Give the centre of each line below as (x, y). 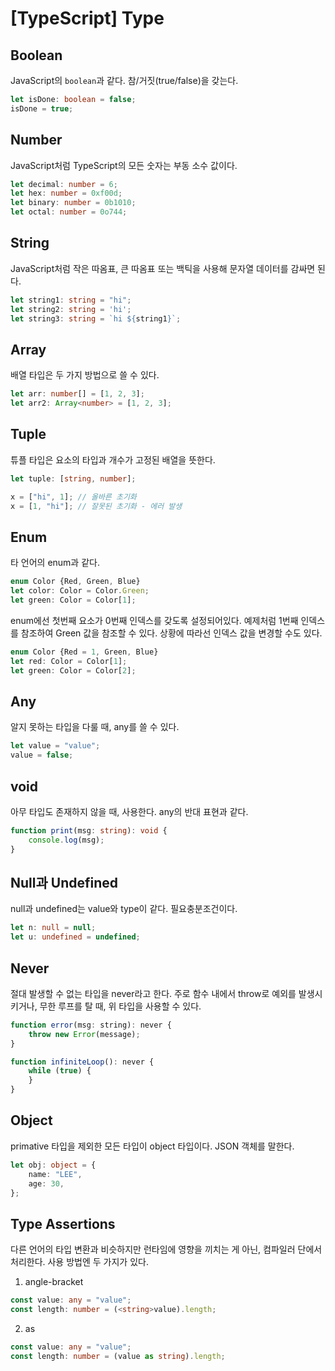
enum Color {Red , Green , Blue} (75, 582)
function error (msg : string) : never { (91, 1025)
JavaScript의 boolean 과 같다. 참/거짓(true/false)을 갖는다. (124, 80)
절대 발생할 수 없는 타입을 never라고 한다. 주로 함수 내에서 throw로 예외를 (153, 993)
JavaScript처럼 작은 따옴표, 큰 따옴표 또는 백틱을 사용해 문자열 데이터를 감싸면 (163, 268)
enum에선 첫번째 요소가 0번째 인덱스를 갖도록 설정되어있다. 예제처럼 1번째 (154, 620)
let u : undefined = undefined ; (75, 937)
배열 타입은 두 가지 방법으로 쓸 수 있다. (85, 375)
